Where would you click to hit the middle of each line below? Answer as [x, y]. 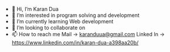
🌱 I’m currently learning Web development [62, 21]
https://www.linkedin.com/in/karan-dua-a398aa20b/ [75, 43]
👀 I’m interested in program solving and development [75, 15]
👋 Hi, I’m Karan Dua [35, 9]
